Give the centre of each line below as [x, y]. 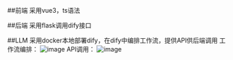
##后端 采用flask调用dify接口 [49, 25]
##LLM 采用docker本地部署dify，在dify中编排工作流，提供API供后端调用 [113, 40]
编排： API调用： [57, 49]
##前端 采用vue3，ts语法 [44, 10]
